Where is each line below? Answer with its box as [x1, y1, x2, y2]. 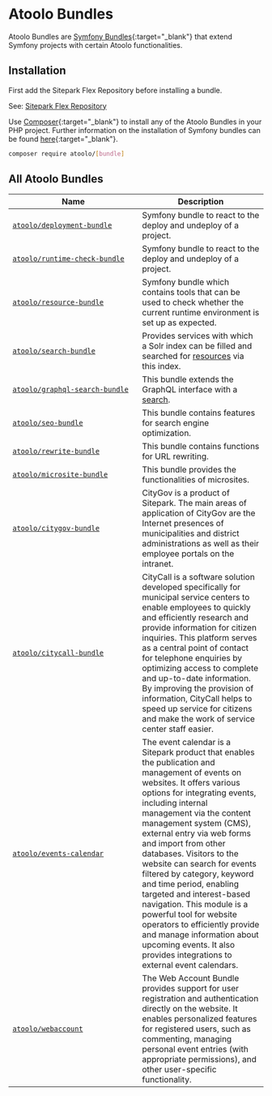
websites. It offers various [142, 777, 240, 789]
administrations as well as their [142, 538, 260, 550]
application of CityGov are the [142, 507, 256, 519]
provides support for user [142, 983, 240, 994]
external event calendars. [142, 960, 239, 971]
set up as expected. [142, 317, 217, 328]
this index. [142, 361, 181, 372]
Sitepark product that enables [142, 747, 255, 758]
